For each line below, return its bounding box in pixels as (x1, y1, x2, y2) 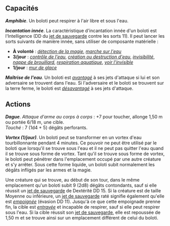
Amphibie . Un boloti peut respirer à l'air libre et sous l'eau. (5, 17, 129, 23)
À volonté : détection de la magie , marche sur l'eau (12, 48, 122, 54)
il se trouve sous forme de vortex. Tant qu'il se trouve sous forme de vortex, (5, 150, 165, 157)
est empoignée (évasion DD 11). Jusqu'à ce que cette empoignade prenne (5, 198, 161, 205)
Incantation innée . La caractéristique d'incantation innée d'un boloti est (5, 28, 157, 34)
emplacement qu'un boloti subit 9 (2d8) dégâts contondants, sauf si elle (5, 182, 157, 188)
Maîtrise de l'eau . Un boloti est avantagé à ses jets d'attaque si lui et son (5, 74, 160, 81)
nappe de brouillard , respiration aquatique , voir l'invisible (12, 59, 134, 65)
